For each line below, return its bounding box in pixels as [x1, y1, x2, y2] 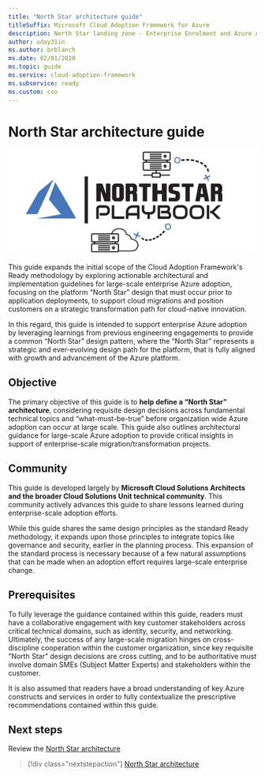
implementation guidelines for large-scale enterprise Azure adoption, [8, 279, 233, 288]
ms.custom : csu [8, 88, 58, 96]
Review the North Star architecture [8, 744, 121, 754]
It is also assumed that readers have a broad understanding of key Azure [8, 684, 244, 693]
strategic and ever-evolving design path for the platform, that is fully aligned [8, 345, 256, 355]
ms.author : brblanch [8, 46, 77, 55]
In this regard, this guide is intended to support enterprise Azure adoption [8, 320, 247, 330]
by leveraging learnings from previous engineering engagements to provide [8, 328, 254, 337]
